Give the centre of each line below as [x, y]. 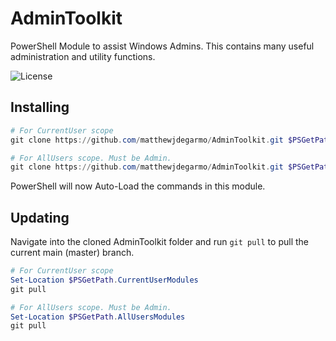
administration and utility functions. [83, 56]
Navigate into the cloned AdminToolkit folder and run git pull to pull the [159, 242]
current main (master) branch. [72, 253]
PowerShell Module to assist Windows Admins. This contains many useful [162, 46]
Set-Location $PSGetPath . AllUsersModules [98, 317]
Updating [40, 217]
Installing [40, 107]
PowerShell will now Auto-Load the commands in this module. [138, 186]
